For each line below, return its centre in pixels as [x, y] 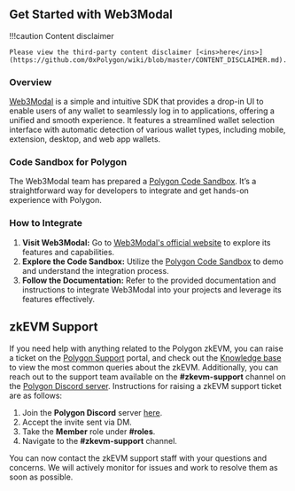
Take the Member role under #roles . [89, 431]
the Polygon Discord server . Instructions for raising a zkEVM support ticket [145, 386]
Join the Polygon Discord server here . [92, 412]
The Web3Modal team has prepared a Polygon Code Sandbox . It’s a [133, 182]
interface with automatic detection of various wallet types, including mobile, [147, 130]
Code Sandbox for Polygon [68, 162]
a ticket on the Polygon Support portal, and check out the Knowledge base [145, 357]
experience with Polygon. [55, 200]
